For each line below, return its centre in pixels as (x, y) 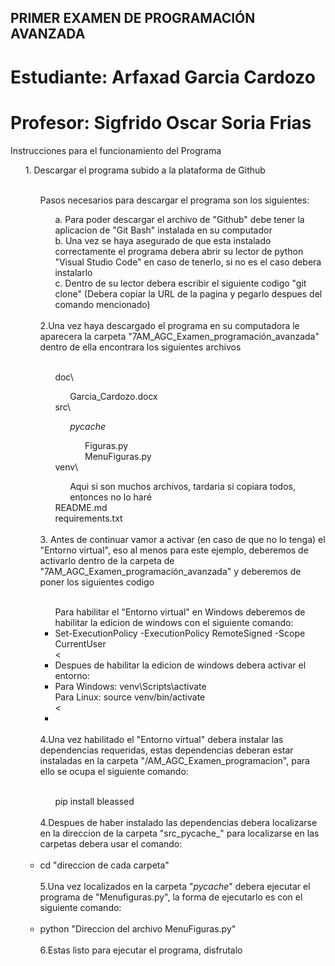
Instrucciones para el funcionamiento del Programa (116, 150)
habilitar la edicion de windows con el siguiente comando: (174, 622)
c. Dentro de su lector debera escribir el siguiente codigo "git (180, 283)
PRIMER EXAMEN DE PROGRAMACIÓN (133, 18)
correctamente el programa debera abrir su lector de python (179, 251)
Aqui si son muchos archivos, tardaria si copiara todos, (183, 486)
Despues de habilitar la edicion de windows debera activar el (180, 665)
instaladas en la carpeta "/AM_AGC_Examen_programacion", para (174, 760)
